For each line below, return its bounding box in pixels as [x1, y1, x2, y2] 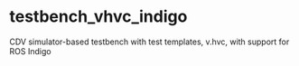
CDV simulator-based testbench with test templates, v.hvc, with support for [9, 36, 290, 47]
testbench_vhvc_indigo [9, 6, 188, 27]
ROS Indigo [9, 45, 51, 56]
